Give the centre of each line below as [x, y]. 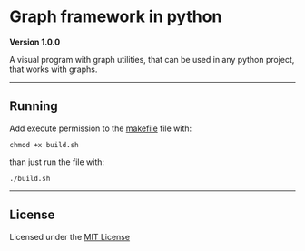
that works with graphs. [54, 69]
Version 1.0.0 [35, 42]
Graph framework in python [116, 17]
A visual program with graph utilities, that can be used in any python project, [152, 59]
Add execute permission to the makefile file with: [101, 128]
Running [34, 106]
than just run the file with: [57, 162]
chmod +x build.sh [44, 145]
